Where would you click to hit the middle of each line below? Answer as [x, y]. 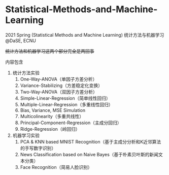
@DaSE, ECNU [21, 40]
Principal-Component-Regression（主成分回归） [71, 123]
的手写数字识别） [38, 148]
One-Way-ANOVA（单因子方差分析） [59, 79]
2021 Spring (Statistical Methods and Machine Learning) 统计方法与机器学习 [85, 35]
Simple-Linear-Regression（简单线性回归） [65, 98]
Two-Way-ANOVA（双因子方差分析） [59, 92]
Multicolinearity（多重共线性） [52, 116]
